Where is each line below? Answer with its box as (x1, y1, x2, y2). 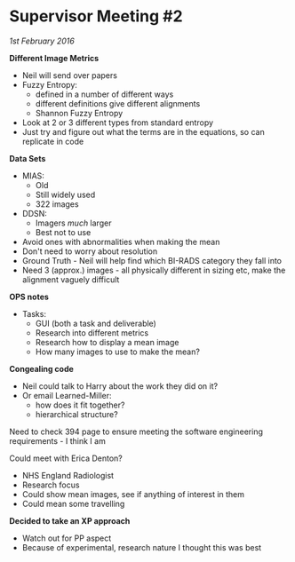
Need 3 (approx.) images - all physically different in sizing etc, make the (21, 265, 286, 275)
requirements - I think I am (9, 435, 107, 446)
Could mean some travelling (21, 498, 125, 509)
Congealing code (9, 363, 74, 374)
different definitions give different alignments (35, 98, 201, 108)
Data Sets (9, 153, 46, 163)
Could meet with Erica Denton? (9, 453, 123, 463)
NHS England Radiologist (21, 470, 114, 480)
